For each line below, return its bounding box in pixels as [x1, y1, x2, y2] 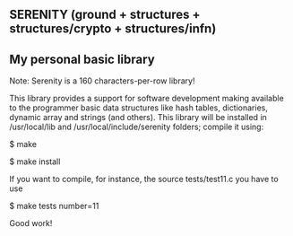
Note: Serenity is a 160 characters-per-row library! [9, 75, 195, 86]
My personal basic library [9, 51, 155, 66]
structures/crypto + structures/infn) [9, 22, 217, 37]
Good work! [9, 218, 53, 229]
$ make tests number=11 [9, 201, 99, 212]
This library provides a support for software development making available [9, 93, 284, 104]
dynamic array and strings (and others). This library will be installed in [9, 112, 267, 123]
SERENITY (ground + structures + [9, 7, 201, 22]
